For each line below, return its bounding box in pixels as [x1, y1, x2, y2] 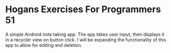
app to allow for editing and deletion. [5, 42, 83, 48]
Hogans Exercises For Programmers [5, 4, 161, 15]
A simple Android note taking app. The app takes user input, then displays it [5, 31, 165, 37]
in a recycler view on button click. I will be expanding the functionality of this [5, 37, 166, 43]
